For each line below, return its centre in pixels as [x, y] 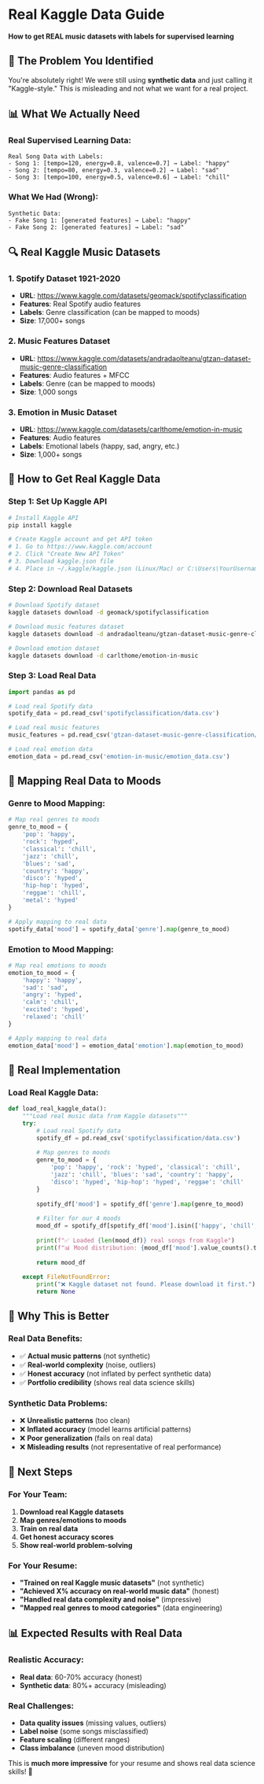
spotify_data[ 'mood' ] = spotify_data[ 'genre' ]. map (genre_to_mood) [119, 929]
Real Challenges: [41, 1705]
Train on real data [49, 1528]
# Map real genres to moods [54, 820]
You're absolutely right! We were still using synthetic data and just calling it [130, 79]
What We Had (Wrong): [53, 197]
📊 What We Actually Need [74, 115]
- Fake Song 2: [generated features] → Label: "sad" [96, 227]
